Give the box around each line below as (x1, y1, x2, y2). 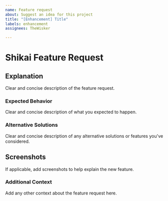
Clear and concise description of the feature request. (5, 85, 115, 91)
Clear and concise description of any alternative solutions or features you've (5, 133, 163, 139)
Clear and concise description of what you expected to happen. (5, 109, 137, 115)
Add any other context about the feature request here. (5, 190, 117, 196)
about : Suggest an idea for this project (5, 12, 93, 17)
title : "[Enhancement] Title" (5, 17, 69, 22)
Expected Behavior (5, 98, 53, 105)
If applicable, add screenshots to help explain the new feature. (5, 166, 134, 172)
